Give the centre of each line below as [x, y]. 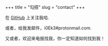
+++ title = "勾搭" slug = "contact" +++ [45, 7]
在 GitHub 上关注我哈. [27, 18]
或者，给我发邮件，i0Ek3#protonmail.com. [48, 28]
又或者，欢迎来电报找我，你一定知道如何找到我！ [55, 38]
